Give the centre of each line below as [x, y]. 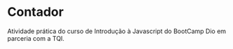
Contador [36, 12]
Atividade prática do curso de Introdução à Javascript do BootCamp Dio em [117, 31]
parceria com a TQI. [36, 38]
